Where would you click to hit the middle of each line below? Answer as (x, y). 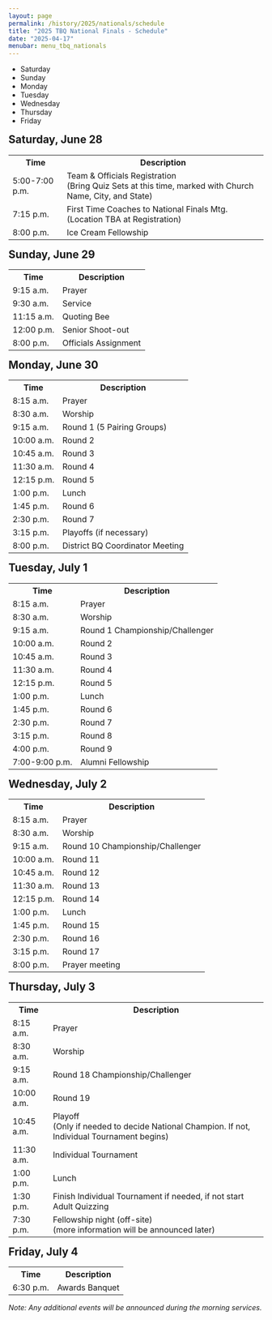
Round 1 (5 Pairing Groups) (115, 427)
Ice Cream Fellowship (108, 232)
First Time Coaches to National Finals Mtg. (147, 209)
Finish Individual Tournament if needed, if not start (148, 1196)
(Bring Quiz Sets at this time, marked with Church (160, 186)
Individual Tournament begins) (110, 1136)
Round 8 (96, 735)
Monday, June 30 (53, 364)
